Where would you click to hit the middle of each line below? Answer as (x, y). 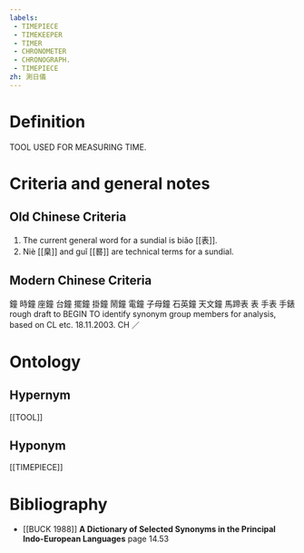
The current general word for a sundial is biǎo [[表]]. (120, 240)
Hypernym (40, 395)
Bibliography (59, 504)
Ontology (45, 362)
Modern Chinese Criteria (81, 281)
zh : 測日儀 (28, 77)
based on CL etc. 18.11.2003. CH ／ (75, 324)
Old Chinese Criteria (68, 217)
